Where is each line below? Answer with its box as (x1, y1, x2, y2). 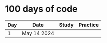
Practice (78, 21, 99, 28)
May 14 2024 (22, 30, 55, 37)
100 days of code (5, 3, 78, 15)
